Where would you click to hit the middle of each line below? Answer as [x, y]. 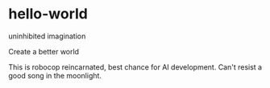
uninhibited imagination [47, 36]
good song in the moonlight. [55, 75]
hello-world [48, 14]
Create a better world [44, 51]
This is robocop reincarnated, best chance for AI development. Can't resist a [135, 67]
